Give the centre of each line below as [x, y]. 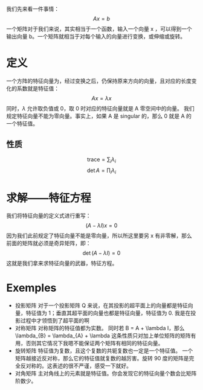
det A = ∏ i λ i [101, 171]
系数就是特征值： [38, 88]
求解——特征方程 [49, 198]
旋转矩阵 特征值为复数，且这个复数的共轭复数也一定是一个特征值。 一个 [104, 351]
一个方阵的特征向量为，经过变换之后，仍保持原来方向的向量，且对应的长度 [99, 81]
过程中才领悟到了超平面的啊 [55, 321]
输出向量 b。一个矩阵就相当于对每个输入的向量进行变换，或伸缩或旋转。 [96, 36]
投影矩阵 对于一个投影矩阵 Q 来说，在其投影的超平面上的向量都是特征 [101, 305]
